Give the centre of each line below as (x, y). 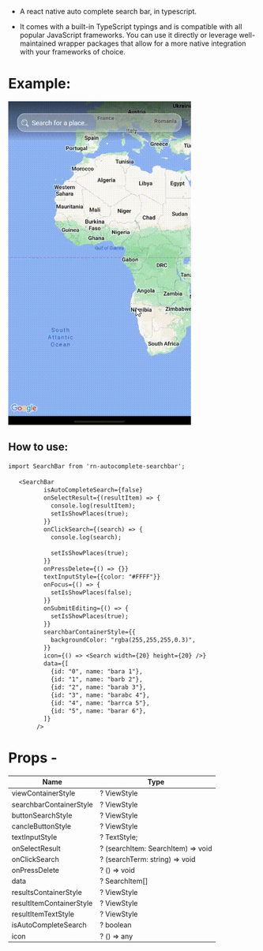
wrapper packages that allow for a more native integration (152, 43)
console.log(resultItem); (93, 505)
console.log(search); (86, 537)
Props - (33, 758)
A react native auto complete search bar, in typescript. (108, 11)
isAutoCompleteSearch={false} (93, 490)
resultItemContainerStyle (52, 903)
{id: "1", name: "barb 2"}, (97, 679)
